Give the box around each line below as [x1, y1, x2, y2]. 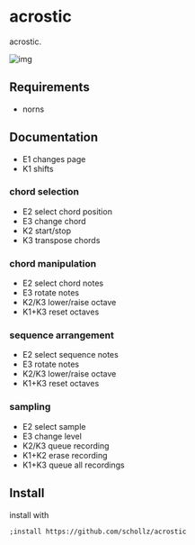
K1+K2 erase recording [22, 450, 108, 460]
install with [9, 509, 49, 520]
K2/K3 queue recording [22, 440, 110, 451]
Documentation [9, 130, 99, 145]
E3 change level [22, 431, 83, 441]
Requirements [9, 79, 90, 95]
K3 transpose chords [22, 234, 101, 245]
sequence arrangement [9, 329, 114, 341]
